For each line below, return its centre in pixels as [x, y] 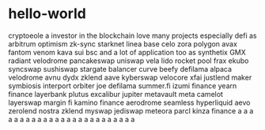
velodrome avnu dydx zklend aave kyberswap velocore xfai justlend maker [130, 77]
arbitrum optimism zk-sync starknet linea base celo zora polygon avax [123, 43]
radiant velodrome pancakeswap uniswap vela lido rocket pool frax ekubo [129, 61]
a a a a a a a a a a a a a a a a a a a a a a [72, 119]
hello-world [47, 14]
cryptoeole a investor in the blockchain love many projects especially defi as [132, 35]
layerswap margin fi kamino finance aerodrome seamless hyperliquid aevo [129, 102]
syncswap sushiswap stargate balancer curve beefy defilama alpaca [120, 69]
